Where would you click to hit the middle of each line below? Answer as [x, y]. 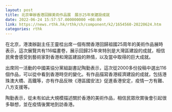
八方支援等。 [19, 87]
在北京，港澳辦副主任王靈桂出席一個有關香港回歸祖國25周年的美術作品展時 [84, 44]
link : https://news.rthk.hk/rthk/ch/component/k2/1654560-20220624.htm [83, 24]
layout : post [19, 10]
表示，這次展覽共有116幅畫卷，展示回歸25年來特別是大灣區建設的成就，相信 [85, 51]
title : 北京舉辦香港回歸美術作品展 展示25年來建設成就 [58, 15]
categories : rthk [24, 29]
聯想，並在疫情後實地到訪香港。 [43, 104]
